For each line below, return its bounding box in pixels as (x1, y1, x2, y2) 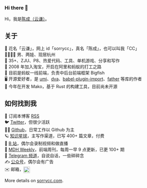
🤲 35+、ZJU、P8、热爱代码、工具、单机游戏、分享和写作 (4, 58, 120, 64)
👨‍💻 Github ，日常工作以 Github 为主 (4, 127, 75, 132)
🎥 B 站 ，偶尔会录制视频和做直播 (4, 140, 69, 146)
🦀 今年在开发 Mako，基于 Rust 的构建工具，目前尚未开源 (4, 84, 118, 90)
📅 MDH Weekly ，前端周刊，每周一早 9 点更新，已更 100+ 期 (4, 146, 125, 152)
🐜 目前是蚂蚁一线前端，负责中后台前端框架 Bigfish (4, 70, 105, 76)
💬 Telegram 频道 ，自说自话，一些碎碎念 (4, 152, 84, 158)
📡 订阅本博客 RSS (4, 113, 40, 119)
